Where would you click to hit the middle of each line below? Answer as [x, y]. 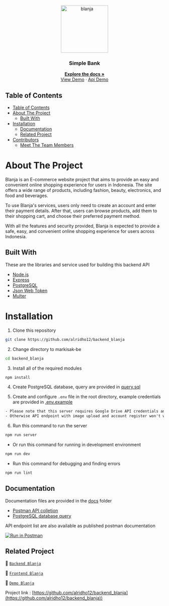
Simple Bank [84, 63]
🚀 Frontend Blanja [24, 573]
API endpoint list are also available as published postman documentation [80, 526]
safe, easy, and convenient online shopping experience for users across [80, 231]
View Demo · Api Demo [84, 80]
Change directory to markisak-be [47, 349]
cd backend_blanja [24, 359]
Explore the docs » [84, 74]
